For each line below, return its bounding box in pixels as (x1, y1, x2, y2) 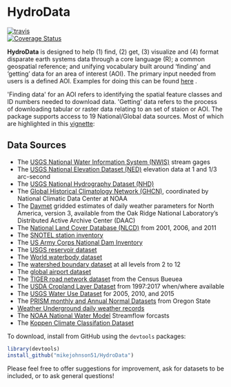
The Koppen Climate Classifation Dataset (17, 318, 134, 327)
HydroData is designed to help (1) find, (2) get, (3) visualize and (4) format (7, 48, 219, 56)
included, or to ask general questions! (7, 371, 114, 379)
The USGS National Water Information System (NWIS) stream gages (17, 158, 210, 166)
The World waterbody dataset (17, 253, 102, 261)
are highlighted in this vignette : (7, 119, 95, 127)
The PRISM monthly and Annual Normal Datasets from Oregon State (17, 297, 211, 305)
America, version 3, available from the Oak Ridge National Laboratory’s (17, 209, 219, 217)
